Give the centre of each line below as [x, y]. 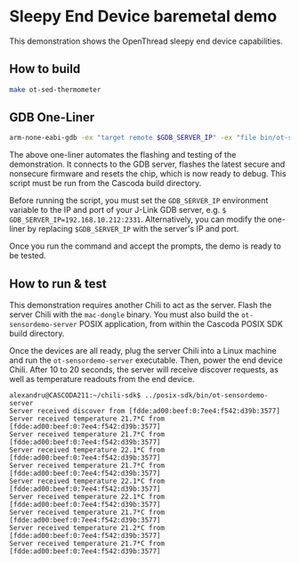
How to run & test [58, 284]
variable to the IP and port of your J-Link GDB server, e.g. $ [118, 210]
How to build [45, 69]
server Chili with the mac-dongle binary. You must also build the [125, 314]
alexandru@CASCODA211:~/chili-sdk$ [75, 396]
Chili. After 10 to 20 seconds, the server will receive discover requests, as [144, 370]
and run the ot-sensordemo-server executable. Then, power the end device [146, 360]
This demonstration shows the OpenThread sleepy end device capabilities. [146, 41]
